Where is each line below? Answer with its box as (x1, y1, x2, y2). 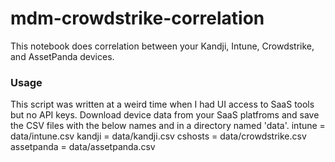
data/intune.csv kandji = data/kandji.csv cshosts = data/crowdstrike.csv (10, 130, 307, 142)
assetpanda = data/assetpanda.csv (10, 141, 156, 153)
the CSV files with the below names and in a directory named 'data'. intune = (10, 120, 326, 132)
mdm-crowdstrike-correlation (10, 7, 265, 30)
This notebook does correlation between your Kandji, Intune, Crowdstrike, (10, 40, 315, 52)
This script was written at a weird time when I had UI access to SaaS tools (10, 98, 315, 111)
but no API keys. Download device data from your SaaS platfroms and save (10, 109, 320, 121)
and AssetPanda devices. (10, 50, 115, 62)
